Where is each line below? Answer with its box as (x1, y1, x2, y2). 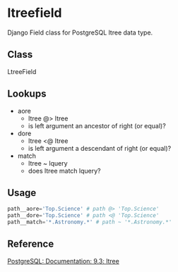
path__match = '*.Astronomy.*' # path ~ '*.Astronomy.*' (7, 218, 172, 226)
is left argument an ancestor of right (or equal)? (28, 121, 166, 130)
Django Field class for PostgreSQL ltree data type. (7, 28, 153, 37)
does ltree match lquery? (28, 166, 101, 175)
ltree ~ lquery (28, 159, 69, 167)
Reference (7, 238, 54, 250)
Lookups (7, 88, 47, 100)
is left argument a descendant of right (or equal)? (28, 144, 172, 152)
